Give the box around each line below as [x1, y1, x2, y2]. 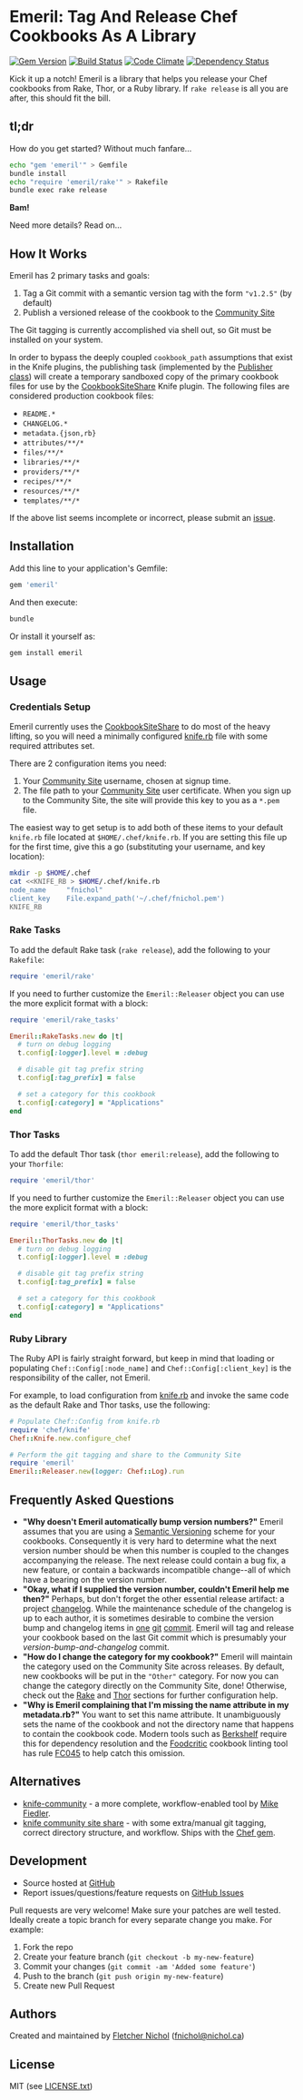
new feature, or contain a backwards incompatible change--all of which [22, 1565, 291, 1575]
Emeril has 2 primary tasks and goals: [9, 270, 151, 281]
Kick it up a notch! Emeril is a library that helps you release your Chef [9, 73, 268, 83]
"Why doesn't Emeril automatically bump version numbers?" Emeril [22, 1516, 284, 1527]
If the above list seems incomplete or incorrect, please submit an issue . [9, 513, 276, 524]
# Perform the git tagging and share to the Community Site [9, 1450, 242, 1459]
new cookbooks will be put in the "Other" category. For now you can [22, 1671, 279, 1682]
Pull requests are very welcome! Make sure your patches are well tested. [9, 1904, 281, 1916]
